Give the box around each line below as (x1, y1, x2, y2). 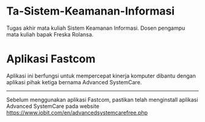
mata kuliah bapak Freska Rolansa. (6, 30, 94, 38)
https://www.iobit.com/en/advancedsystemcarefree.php (6, 109, 148, 116)
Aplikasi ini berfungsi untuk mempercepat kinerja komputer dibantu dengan (6, 72, 196, 80)
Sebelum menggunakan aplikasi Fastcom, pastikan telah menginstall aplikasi (6, 96, 198, 103)
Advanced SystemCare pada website (6, 102, 99, 110)
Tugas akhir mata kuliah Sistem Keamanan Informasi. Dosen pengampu (6, 24, 185, 32)
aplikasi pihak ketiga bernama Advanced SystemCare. (6, 78, 142, 86)
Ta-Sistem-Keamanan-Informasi (6, 4, 175, 18)
